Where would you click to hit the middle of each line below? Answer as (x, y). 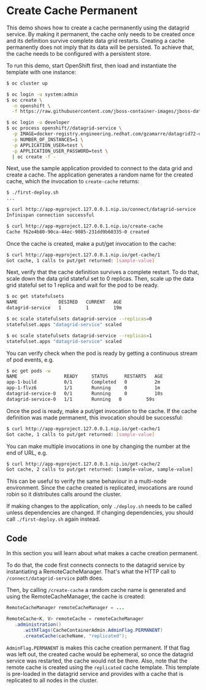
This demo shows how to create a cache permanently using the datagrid (98, 28)
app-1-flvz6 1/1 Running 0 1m (83, 388)
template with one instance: (41, 72)
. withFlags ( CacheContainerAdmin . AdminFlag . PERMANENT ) (93, 630)
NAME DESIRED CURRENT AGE (64, 302)
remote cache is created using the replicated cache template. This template (103, 667)
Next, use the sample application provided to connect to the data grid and (100, 169)
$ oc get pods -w (29, 371)
